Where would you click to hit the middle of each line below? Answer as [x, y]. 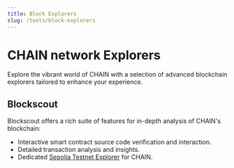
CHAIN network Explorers [84, 55]
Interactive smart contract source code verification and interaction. [115, 142]
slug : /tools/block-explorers [52, 20]
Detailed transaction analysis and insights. [79, 150]
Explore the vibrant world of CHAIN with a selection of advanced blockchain [117, 75]
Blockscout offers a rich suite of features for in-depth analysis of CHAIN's [114, 121]
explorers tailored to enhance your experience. [75, 82]
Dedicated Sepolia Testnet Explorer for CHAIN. [85, 157]
